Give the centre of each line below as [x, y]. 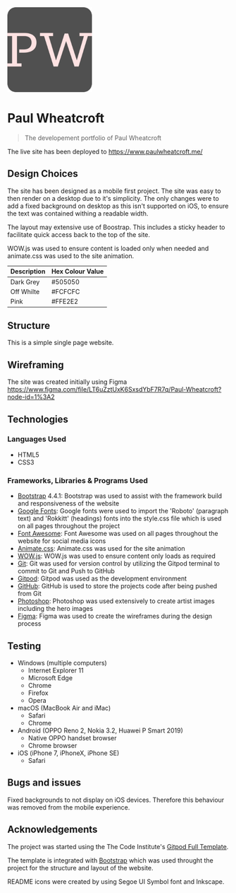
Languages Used [37, 439]
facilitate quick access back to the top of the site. [79, 234]
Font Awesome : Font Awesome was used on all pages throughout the [118, 534]
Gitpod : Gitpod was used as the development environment [102, 578]
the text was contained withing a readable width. [78, 213]
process [29, 624]
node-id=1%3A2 [31, 397]
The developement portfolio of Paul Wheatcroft [93, 138]
